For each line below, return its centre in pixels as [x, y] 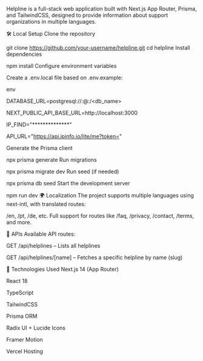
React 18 [17, 281]
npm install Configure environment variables [62, 66]
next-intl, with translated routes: [46, 204]
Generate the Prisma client [39, 148]
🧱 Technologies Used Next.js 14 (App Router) [63, 269]
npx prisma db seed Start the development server [68, 183]
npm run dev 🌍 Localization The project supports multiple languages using [100, 195]
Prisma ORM [22, 316]
